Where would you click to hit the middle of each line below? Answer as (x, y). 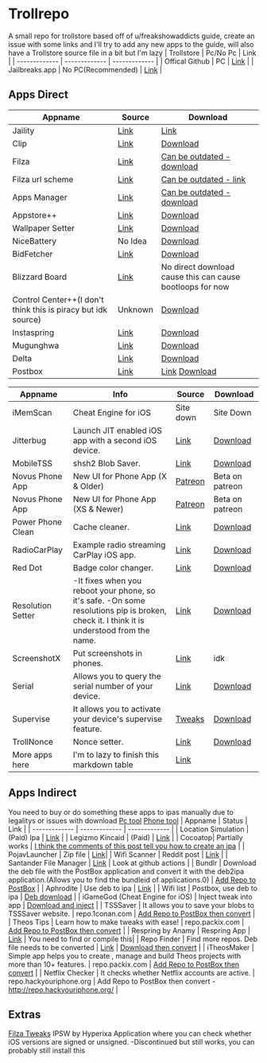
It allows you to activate (117, 709)
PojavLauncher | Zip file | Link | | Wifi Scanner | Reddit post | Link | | (118, 854)
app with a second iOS (115, 440)
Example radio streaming (119, 544)
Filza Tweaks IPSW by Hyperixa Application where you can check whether (130, 1034)
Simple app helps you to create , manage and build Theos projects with (125, 956)
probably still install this (47, 1050)
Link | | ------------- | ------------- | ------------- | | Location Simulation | (128, 829)
